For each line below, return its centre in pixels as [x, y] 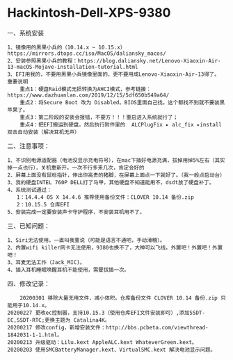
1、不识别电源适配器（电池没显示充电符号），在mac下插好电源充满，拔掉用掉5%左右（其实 [116, 160]
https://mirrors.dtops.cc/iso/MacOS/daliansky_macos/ [87, 54]
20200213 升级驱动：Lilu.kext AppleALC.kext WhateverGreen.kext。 [102, 342]
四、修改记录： [29, 284]
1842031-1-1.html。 [35, 335]
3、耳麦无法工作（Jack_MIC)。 [46, 262]
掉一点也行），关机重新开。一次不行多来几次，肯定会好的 [76, 167]
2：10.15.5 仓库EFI [43, 204]
